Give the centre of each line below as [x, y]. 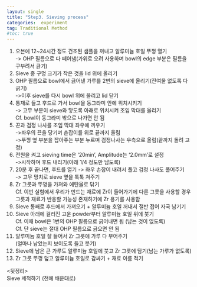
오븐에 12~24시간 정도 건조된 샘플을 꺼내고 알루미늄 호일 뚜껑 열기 [91, 51]
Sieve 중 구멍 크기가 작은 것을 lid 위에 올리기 [66, 73]
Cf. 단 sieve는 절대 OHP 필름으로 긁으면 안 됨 [67, 229]
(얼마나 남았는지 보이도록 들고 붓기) [56, 244]
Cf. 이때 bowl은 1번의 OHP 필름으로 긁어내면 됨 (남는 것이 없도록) [90, 221]
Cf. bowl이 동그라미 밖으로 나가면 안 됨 [60, 118]
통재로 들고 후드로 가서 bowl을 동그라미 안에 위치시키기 [78, 103]
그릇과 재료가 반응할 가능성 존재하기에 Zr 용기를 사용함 [78, 199]
